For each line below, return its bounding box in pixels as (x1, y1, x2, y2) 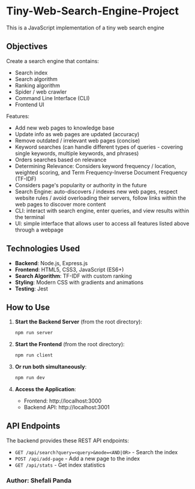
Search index (14, 69, 48, 76)
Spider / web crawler (14, 88, 67, 95)
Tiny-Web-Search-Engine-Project (6, 4, 179, 18)
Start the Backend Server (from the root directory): (14, 318, 143, 325)
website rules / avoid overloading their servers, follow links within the (14, 194, 186, 202)
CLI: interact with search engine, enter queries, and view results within (14, 207, 190, 214)
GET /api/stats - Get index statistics (14, 461, 106, 469)
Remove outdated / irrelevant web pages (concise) (14, 137, 140, 144)
